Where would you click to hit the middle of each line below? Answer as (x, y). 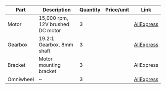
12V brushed (54, 24)
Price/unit (117, 10)
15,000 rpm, (53, 18)
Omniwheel (21, 79)
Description (57, 10)
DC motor (50, 30)
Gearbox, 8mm (56, 45)
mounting (50, 65)
